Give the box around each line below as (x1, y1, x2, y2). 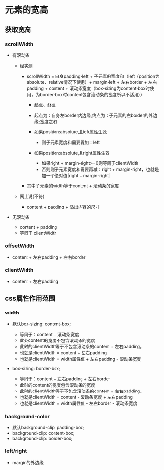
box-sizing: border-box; (12, 366, 60, 372)
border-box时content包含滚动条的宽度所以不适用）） (40, 91, 145, 97)
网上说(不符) (19, 193, 45, 199)
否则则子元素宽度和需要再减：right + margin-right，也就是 (41, 166, 159, 172)
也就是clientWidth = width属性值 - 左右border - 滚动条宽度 (19, 400, 137, 406)
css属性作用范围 (5, 294, 55, 302)
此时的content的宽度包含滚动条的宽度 (19, 382, 96, 388)
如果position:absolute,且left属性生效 (34, 129, 107, 135)
